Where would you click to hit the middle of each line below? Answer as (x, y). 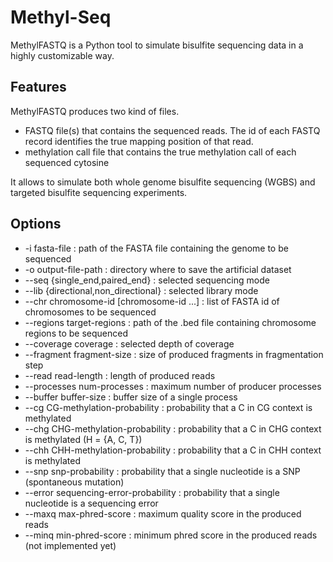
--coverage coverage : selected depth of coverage (129, 343)
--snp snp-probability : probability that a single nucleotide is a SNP (162, 471)
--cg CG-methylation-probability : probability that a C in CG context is (168, 407)
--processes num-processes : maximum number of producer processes (173, 386)
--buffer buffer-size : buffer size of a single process (131, 397)
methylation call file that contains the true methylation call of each (160, 152)
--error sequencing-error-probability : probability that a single (152, 492)
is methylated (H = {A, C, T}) (83, 439)
